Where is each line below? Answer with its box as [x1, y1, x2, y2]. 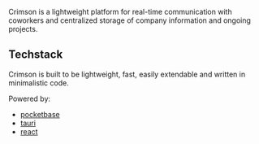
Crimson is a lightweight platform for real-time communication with [8, 7, 233, 16]
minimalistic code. [8, 77, 69, 88]
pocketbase [19, 109, 60, 119]
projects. [8, 24, 38, 33]
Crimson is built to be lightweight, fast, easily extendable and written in [8, 69, 246, 79]
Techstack [8, 48, 63, 62]
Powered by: [8, 94, 51, 103]
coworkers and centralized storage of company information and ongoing [8, 15, 252, 25]
